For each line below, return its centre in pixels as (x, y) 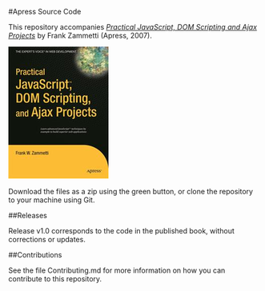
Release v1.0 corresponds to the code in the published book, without (121, 231)
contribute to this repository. (55, 279)
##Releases (28, 215)
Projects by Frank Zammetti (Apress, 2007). (80, 36)
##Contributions (35, 255)
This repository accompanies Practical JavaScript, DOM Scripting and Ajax (133, 27)
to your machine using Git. (52, 200)
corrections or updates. (47, 239)
